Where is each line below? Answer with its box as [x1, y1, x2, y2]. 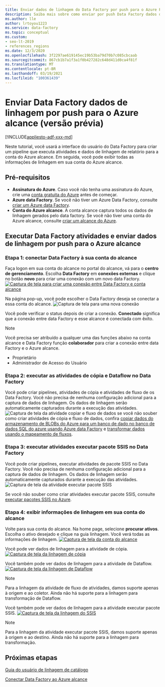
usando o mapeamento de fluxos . [5, 431, 73, 437]
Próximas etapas [5, 654, 57, 662]
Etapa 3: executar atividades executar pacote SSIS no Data [5, 443, 148, 450]
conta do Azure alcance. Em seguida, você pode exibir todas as [5, 154, 134, 160]
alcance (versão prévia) [5, 117, 104, 129]
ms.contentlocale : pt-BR [5, 67, 56, 72]
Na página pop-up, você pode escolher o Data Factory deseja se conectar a [5, 296, 159, 302]
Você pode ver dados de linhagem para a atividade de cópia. [5, 546, 129, 552]
